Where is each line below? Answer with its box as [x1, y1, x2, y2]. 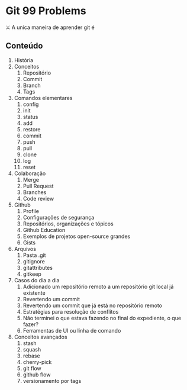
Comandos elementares [14, 94, 73, 101]
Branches [22, 188, 47, 196]
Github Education [22, 226, 66, 233]
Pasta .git [22, 252, 46, 259]
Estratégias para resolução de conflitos [22, 308, 119, 315]
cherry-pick [22, 358, 52, 365]
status [22, 113, 38, 120]
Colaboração [14, 170, 46, 177]
